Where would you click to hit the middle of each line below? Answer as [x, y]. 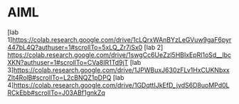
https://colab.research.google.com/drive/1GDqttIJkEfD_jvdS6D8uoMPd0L [122, 85]
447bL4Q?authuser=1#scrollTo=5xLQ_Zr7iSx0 [75, 47]
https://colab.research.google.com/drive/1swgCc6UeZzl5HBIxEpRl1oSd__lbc [119, 55]
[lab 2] [154, 47]
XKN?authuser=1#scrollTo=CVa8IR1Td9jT [68, 62]
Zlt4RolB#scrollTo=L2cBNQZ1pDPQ [59, 77]
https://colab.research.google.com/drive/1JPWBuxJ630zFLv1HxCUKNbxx [121, 70]
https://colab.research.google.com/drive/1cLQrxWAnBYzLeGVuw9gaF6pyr [122, 39]
